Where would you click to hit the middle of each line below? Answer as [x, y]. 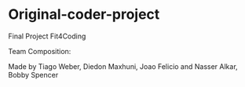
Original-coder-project [84, 14]
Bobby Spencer [33, 74]
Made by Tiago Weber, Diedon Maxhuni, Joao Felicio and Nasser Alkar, [123, 66]
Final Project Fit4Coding [47, 36]
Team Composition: [40, 51]
